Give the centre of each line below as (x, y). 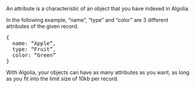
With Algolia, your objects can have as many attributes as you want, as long (98, 72)
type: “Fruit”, (34, 49)
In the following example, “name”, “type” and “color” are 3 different (87, 20)
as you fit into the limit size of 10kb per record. (62, 79)
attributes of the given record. (42, 26)
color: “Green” (34, 55)
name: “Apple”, (34, 43)
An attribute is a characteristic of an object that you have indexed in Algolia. (98, 9)
